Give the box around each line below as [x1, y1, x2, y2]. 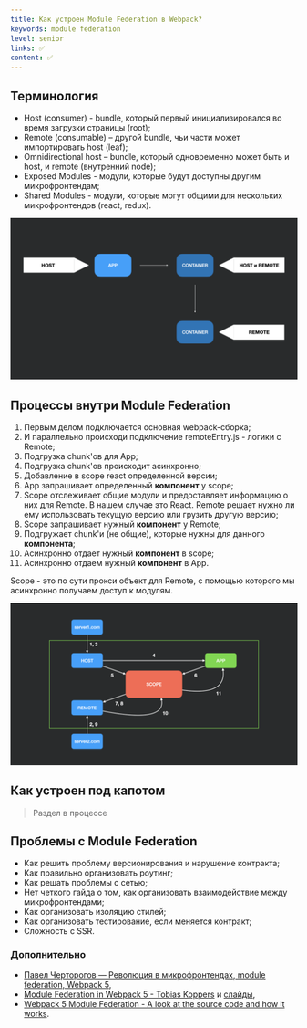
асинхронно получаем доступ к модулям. [10, 585, 174, 596]
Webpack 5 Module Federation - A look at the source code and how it [23, 998, 285, 1009]
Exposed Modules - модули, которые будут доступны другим [23, 170, 261, 182]
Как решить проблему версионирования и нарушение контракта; [23, 858, 281, 869]
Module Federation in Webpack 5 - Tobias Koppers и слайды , [23, 989, 256, 1000]
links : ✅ [10, 44, 46, 53]
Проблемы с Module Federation [10, 834, 198, 849]
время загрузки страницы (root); [23, 121, 151, 132]
